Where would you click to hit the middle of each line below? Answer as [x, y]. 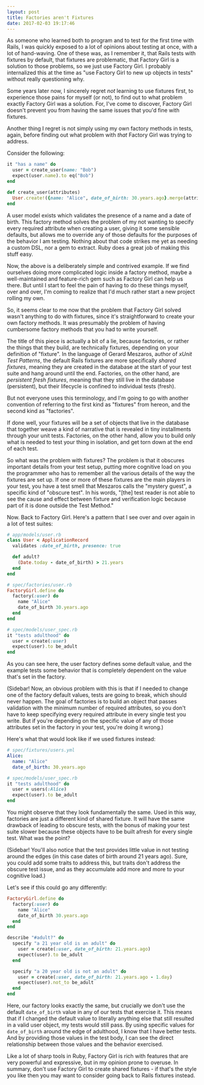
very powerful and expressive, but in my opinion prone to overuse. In [93, 1063]
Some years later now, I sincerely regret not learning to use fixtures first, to [100, 91]
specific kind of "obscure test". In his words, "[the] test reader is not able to [101, 492]
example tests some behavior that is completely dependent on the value [97, 670]
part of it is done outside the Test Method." [60, 505]
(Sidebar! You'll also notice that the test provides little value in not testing [98, 850]
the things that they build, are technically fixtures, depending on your [93, 347]
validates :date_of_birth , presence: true [67, 546]
